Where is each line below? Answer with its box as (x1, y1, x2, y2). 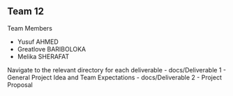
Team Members (7, 24, 52, 32)
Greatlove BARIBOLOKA (17, 45, 86, 53)
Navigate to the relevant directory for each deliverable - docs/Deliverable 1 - (7, 65, 227, 74)
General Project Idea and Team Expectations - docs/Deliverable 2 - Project (7, 73, 222, 81)
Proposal (7, 80, 33, 89)
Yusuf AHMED (17, 38, 59, 46)
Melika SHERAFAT (17, 52, 70, 61)
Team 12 (7, 6, 44, 17)
